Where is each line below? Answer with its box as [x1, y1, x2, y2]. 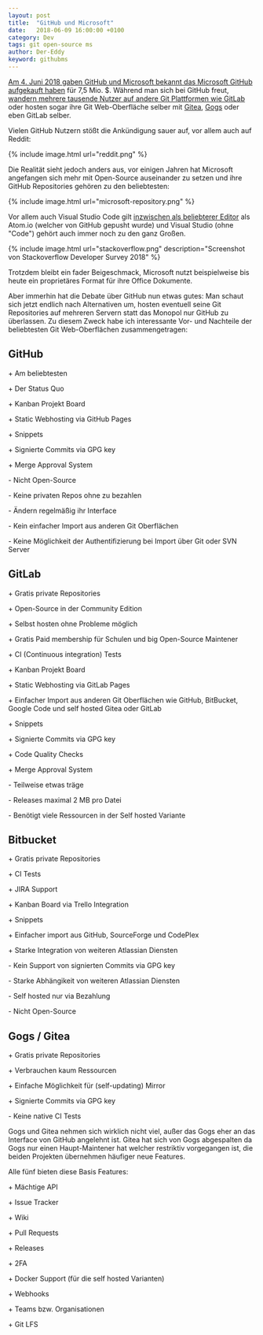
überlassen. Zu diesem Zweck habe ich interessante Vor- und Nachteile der [8, 316, 253, 325]
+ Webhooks [8, 1289, 49, 1299]
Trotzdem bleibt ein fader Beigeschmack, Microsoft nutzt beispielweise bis [8, 267, 250, 276]
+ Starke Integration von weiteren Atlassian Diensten [8, 946, 178, 955]
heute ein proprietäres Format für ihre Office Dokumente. [8, 276, 193, 285]
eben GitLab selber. [8, 110, 71, 120]
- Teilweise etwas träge [8, 780, 84, 789]
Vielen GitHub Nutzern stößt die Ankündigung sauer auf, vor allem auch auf [8, 125, 252, 135]
